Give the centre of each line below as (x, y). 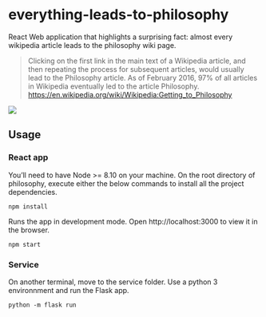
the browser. (29, 230)
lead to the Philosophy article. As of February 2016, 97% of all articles (143, 77)
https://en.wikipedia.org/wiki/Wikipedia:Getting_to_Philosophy (130, 94)
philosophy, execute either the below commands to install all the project (126, 183)
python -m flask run (43, 305)
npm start (25, 244)
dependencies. (33, 192)
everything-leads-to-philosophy (119, 15)
